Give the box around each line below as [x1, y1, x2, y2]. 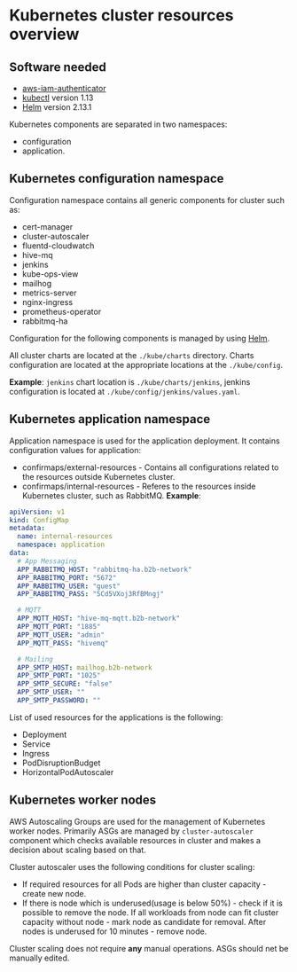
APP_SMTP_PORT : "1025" [17, 671, 101, 680]
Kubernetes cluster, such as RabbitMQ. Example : [21, 490, 201, 501]
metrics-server [21, 287, 77, 298]
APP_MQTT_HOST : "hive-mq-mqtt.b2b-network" [17, 614, 180, 623]
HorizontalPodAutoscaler [21, 766, 114, 777]
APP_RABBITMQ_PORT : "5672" [17, 573, 117, 582]
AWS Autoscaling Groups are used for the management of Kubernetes [9, 816, 266, 827]
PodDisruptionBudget [21, 757, 101, 768]
